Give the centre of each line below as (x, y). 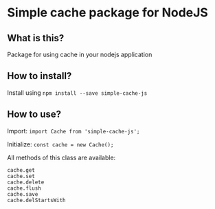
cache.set (21, 176)
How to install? (39, 76)
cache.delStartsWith (37, 200)
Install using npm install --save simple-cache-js (77, 92)
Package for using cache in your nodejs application (80, 54)
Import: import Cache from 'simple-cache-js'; (73, 131)
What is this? (36, 38)
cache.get (21, 170)
